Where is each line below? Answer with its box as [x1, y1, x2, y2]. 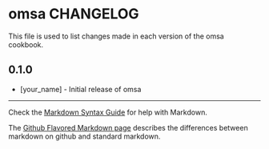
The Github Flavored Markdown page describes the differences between [8, 123, 248, 132]
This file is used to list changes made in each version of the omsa [8, 31, 224, 41]
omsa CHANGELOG [8, 5, 139, 23]
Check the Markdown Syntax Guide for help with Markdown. [8, 107, 208, 117]
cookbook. [8, 39, 44, 49]
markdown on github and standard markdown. [8, 131, 161, 141]
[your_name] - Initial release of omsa [19, 84, 142, 94]
